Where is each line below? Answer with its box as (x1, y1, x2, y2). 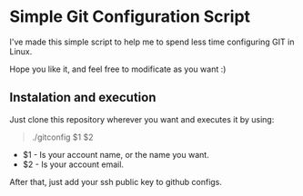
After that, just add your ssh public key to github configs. (9, 176, 223, 187)
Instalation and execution (9, 90, 157, 105)
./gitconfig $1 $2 (31, 132, 94, 142)
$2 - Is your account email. (22, 159, 125, 170)
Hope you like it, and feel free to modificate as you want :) (9, 64, 227, 74)
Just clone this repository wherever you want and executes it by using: (9, 113, 275, 124)
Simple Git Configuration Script (9, 6, 251, 27)
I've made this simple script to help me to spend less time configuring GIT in (9, 36, 295, 47)
